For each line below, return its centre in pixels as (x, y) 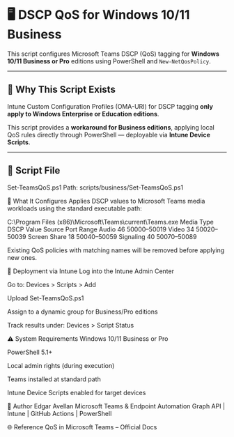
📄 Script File (34, 170)
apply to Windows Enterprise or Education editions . (83, 114)
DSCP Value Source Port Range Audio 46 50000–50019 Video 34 (101, 229)
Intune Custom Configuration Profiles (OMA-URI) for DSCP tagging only (110, 106)
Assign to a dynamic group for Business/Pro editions (83, 312)
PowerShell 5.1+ (30, 352)
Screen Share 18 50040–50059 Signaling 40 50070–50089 (112, 236)
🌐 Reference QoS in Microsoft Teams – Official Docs (82, 427)
